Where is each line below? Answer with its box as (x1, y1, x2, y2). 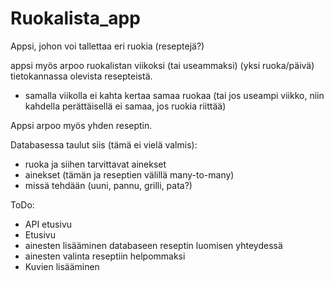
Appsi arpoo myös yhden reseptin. (10, 119, 153, 131)
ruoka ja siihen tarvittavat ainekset (24, 158, 167, 170)
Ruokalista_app (10, 7, 141, 30)
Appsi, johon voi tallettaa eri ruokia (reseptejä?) (10, 40, 205, 52)
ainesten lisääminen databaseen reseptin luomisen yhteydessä (24, 239, 283, 251)
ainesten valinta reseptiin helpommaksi (24, 250, 186, 262)
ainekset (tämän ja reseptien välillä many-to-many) (24, 168, 235, 181)
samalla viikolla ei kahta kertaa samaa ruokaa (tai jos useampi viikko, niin (24, 89, 325, 101)
